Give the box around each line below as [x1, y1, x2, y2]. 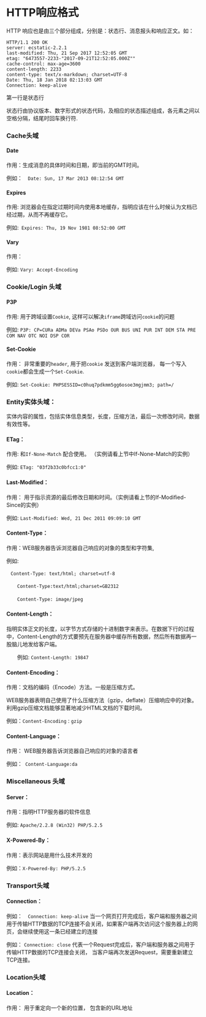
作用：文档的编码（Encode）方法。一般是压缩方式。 [6, 684, 139, 691]
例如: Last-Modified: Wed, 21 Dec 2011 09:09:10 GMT [6, 514, 141, 522]
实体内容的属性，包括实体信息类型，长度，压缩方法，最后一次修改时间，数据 [6, 412, 200, 420]
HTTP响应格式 [6, 6, 79, 20]
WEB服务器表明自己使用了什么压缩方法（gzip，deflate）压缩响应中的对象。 [6, 697, 197, 704]
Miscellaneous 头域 [6, 777, 66, 786]
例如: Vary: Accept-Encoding [6, 266, 78, 273]
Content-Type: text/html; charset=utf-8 [10, 570, 115, 577]
